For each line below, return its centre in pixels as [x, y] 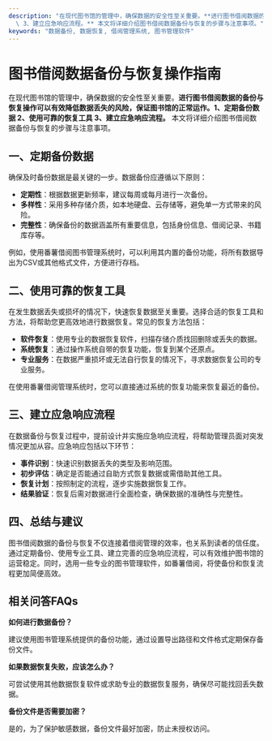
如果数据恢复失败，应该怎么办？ [62, 667]
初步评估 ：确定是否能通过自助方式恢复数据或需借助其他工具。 [123, 473]
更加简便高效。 [40, 573]
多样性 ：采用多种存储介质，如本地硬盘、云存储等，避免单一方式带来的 [137, 205]
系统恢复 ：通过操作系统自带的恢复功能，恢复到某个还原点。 [119, 349]
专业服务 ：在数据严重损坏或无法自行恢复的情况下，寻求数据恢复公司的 [137, 359]
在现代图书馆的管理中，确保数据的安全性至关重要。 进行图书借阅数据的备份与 [136, 97]
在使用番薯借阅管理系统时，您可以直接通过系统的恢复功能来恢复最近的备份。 [136, 386]
